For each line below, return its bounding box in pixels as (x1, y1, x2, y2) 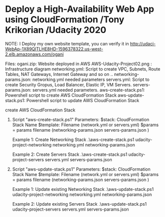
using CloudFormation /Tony (5, 14, 125, 25)
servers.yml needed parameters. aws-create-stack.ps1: (32, 87, 145, 93)
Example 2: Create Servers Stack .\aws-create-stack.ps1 (12, 151, 128, 157)
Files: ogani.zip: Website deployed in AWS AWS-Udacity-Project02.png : (5, 61, 152, 67)
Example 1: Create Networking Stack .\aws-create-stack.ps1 (12, 137, 134, 143)
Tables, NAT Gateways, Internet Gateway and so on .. (5, 71, 113, 77)
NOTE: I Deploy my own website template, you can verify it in (5, 40, 129, 46)
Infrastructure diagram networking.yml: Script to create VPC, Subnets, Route (5, 66, 161, 72)
